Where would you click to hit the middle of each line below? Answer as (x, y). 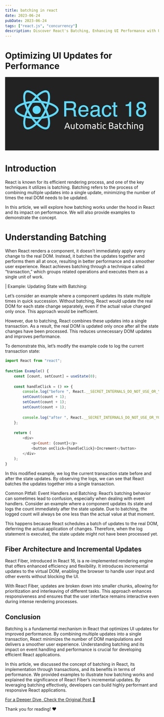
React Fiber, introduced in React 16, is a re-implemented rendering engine (79, 561)
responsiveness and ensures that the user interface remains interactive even (82, 596)
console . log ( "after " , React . (53, 417)
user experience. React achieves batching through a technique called (75, 267)
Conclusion (23, 617)
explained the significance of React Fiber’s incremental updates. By (73, 680)
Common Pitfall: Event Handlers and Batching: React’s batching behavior (78, 493)
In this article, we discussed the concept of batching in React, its (70, 664)
